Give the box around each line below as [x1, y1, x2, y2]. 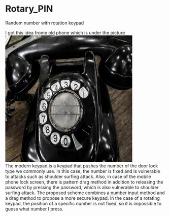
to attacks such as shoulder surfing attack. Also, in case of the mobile [5, 173, 151, 179]
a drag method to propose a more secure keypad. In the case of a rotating [5, 195, 160, 201]
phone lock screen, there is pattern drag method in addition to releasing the [5, 178, 163, 185]
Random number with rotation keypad [5, 20, 84, 26]
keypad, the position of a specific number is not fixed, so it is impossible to [5, 200, 162, 206]
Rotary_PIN [5, 3, 53, 15]
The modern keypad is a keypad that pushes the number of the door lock [5, 163, 158, 169]
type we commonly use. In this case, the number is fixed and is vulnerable [5, 168, 161, 174]
